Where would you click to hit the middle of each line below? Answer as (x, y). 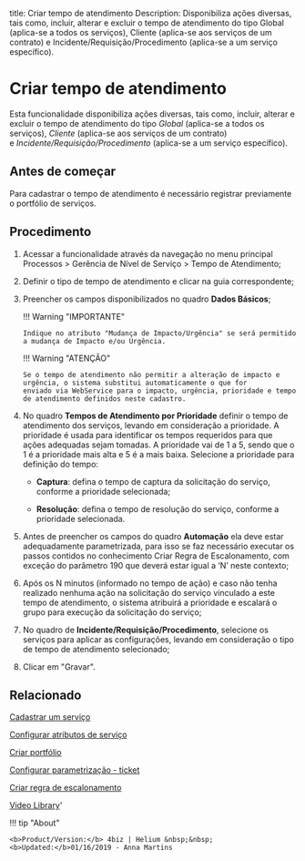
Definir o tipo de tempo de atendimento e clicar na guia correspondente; (158, 281)
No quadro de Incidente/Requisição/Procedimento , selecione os (145, 630)
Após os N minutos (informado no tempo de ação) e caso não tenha (150, 583)
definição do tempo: (60, 464)
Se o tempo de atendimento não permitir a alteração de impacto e (151, 374)
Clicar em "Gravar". (59, 666)
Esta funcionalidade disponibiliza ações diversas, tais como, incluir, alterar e (152, 114)
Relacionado (46, 695)
